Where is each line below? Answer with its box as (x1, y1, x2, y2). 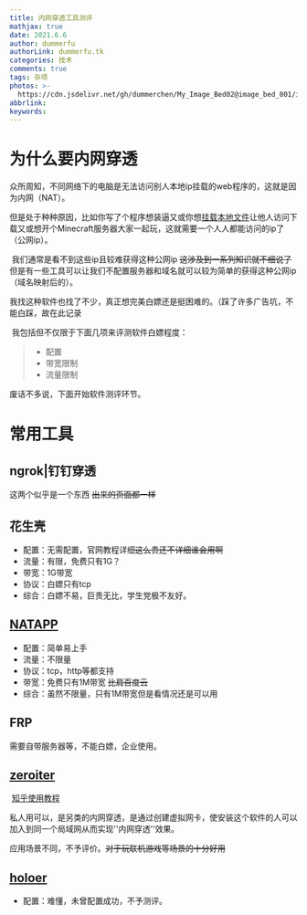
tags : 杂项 (9, 73, 48, 82)
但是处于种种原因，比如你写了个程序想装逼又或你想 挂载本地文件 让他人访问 (9, 212, 290, 223)
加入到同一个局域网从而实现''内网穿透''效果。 (9, 824, 180, 835)
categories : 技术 (9, 56, 73, 65)
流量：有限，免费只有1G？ (22, 556, 121, 566)
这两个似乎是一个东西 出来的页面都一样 (9, 489, 156, 500)
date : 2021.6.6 (9, 30, 68, 39)
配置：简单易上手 (22, 642, 88, 653)
